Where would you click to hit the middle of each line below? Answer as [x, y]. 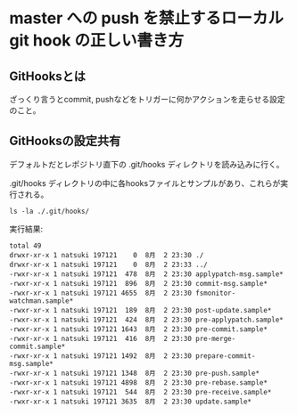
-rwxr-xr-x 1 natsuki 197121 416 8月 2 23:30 [100, 338]
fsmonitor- [216, 293]
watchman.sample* [41, 301]
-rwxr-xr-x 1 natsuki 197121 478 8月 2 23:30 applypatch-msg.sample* [146, 274]
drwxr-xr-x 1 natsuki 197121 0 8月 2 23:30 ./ [107, 255]
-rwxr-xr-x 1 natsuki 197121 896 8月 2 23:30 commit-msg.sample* [138, 283]
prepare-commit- [226, 356]
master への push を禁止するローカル [146, 18]
